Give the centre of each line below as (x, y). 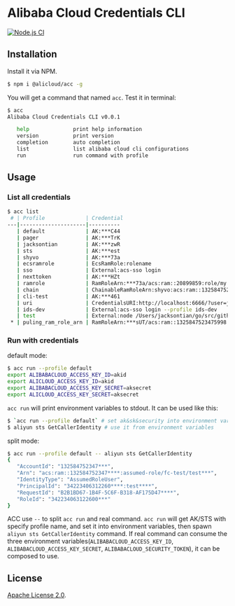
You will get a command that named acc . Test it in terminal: (92, 97)
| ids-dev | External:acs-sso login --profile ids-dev (117, 310)
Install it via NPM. (32, 71)
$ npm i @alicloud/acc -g (45, 84)
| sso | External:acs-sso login (88, 270)
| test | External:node (74, 316)
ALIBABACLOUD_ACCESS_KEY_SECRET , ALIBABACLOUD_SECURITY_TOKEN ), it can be (114, 549)
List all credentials (39, 198)
